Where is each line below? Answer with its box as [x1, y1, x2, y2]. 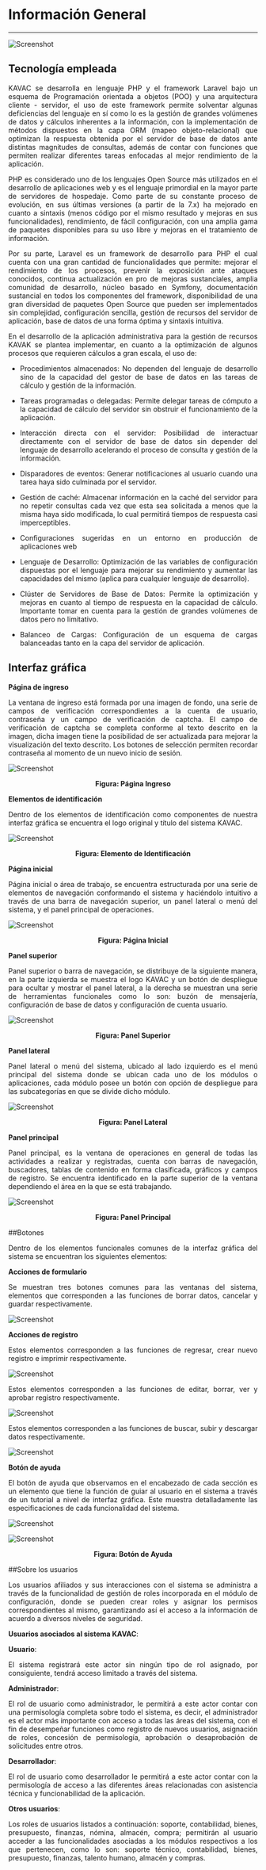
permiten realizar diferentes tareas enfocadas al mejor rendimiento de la [8, 151, 258, 160]
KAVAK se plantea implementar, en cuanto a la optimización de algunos [8, 339, 258, 350]
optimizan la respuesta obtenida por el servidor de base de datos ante [8, 133, 258, 143]
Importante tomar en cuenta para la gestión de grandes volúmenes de [19, 606, 258, 615]
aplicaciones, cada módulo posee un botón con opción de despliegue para [8, 1078, 258, 1088]
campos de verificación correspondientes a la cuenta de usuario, [8, 706, 258, 715]
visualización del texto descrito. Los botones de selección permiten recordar [8, 740, 258, 749]
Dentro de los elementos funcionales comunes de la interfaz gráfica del [8, 1243, 258, 1252]
